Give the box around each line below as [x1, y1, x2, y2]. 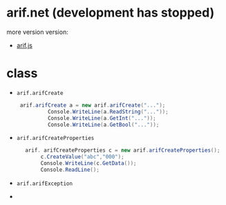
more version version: [6, 28, 68, 36]
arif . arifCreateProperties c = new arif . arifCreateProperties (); [24, 147, 220, 154]
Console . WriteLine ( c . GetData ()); [40, 160, 137, 167]
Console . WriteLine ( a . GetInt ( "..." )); [47, 114, 157, 122]
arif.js [16, 41, 32, 49]
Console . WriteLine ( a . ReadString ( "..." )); [47, 108, 169, 115]
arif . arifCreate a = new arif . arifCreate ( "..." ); [19, 102, 166, 109]
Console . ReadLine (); [40, 166, 100, 173]
